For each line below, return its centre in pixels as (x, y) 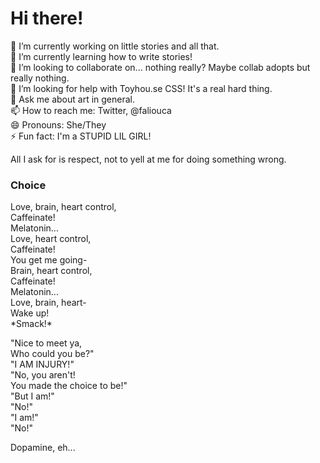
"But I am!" (32, 396)
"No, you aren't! (43, 375)
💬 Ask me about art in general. (72, 99)
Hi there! (47, 18)
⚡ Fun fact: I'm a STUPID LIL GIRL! (81, 136)
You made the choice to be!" (69, 386)
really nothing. (40, 78)
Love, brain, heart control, (63, 207)
